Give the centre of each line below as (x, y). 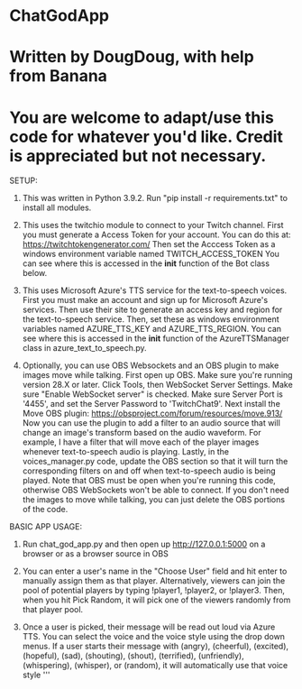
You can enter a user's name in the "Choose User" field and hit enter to (155, 571)
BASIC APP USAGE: (46, 527)
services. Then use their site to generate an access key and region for (152, 310)
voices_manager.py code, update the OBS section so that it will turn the (155, 462)
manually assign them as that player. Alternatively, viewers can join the (154, 581)
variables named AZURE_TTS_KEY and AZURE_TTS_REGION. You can (152, 329)
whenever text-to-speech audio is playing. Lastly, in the (126, 452)
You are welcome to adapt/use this (142, 117)
